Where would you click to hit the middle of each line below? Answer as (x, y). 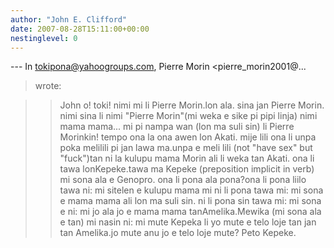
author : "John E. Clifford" (69, 19)
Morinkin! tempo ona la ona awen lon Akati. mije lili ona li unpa (188, 137)
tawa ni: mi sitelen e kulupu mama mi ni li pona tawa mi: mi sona (191, 190)
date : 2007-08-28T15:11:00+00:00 (80, 29)
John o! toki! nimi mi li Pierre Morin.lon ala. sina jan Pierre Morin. (192, 105)
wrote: (48, 86)
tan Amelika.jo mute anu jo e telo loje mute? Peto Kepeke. (178, 233)
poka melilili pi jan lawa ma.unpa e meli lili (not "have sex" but (186, 148)
